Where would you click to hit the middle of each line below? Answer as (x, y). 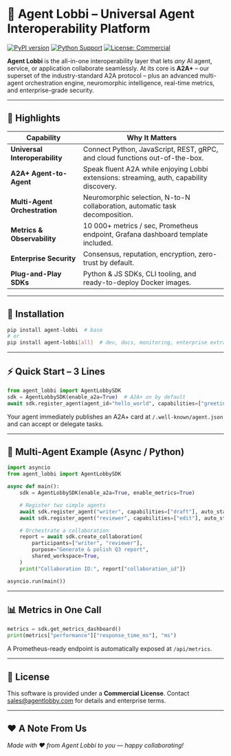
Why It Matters (152, 137)
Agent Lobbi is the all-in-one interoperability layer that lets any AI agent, (110, 60)
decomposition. (108, 214)
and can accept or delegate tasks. (55, 424)
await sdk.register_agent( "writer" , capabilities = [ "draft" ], (109, 511)
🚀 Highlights (34, 119)
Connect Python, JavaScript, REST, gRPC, (151, 149)
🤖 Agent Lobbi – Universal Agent (101, 14)
